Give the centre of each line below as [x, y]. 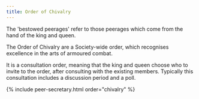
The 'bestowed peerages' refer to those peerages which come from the [95, 29]
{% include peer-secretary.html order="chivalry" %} [71, 89]
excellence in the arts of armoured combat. [59, 53]
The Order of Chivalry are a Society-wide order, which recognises [88, 47]
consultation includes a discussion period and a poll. [71, 77]
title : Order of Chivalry [38, 12]
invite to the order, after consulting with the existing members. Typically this [100, 71]
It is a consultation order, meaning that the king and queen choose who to [97, 65]
